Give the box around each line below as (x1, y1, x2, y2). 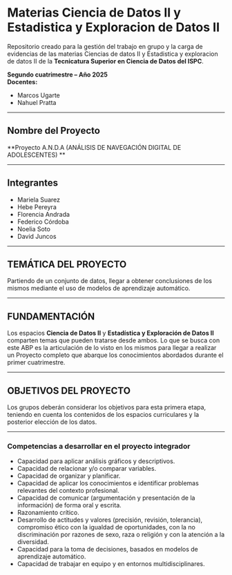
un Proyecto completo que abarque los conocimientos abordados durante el (7, 351, 224, 360)
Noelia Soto (17, 224, 50, 233)
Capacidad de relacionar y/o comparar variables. (17, 465, 157, 473)
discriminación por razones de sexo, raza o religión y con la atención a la (17, 530, 225, 539)
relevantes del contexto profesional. (17, 487, 119, 495)
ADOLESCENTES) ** (7, 150, 66, 159)
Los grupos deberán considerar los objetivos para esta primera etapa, (7, 403, 206, 411)
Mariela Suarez (17, 195, 61, 204)
